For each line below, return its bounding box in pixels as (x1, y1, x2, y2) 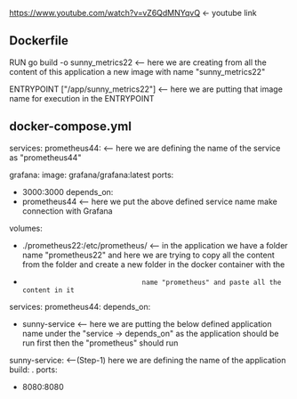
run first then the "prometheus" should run (21, 338, 179, 348)
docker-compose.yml (9, 119, 132, 134)
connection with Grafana (21, 205, 113, 216)
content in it (21, 285, 75, 295)
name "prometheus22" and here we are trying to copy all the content (21, 249, 276, 260)
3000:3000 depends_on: (21, 186, 114, 197)
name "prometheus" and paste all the (141, 278, 282, 287)
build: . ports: (9, 364, 58, 375)
